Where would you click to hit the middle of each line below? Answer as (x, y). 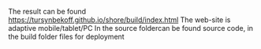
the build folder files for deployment (66, 36)
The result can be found (47, 11)
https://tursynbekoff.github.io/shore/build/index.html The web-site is (119, 20)
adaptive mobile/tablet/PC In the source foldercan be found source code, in (131, 28)
